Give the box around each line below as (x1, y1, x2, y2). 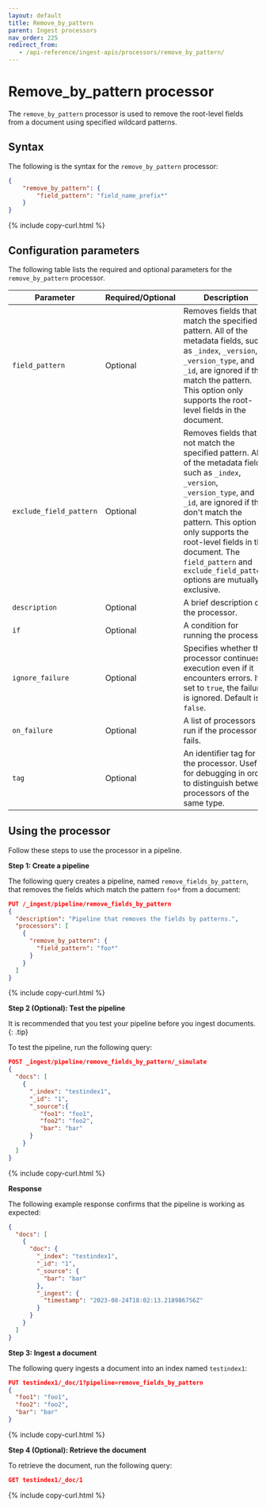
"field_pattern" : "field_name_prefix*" (36, 191, 169, 199)
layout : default (8, 11, 62, 20)
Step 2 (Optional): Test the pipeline (8, 1003, 126, 1013)
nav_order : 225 (8, 33, 59, 42)
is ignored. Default (183, 692, 252, 703)
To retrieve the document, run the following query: (8, 1460, 173, 1470)
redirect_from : (8, 41, 59, 49)
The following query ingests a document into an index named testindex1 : (8, 1363, 248, 1373)
